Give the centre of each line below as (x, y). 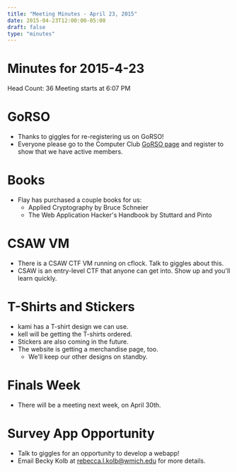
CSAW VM (39, 243)
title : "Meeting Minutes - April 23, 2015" (73, 14)
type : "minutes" (31, 34)
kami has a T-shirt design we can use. (73, 326)
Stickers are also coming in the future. (73, 342)
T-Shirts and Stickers (71, 307)
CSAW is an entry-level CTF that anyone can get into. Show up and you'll (124, 271)
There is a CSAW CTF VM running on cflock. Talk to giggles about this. (121, 263)
